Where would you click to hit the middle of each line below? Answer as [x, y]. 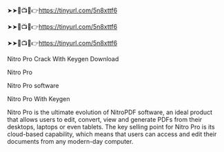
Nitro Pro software [33, 86]
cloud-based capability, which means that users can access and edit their [112, 134]
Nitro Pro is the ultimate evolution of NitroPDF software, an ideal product [110, 112]
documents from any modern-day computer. [70, 141]
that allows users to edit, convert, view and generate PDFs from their [105, 119]
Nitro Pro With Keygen [39, 99]
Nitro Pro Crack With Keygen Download [63, 59]
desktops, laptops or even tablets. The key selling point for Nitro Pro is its [111, 127]
